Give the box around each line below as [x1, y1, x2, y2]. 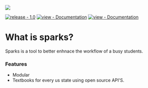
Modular [12, 72, 30, 78]
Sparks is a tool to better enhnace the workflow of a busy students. [5, 48, 144, 54]
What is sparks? [5, 31, 74, 43]
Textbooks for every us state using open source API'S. [12, 77, 125, 83]
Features [5, 60, 27, 67]
